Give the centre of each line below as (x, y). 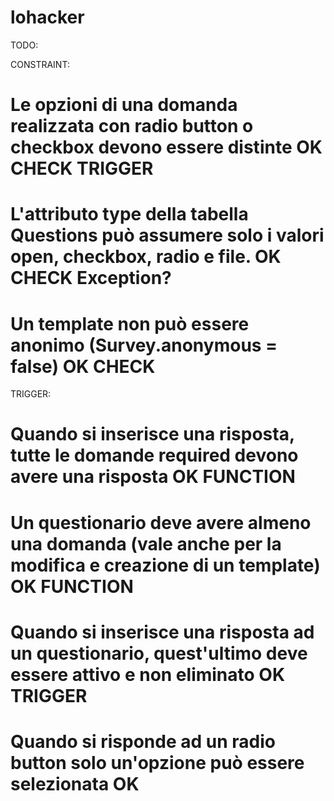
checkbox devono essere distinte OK (166, 147)
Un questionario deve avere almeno (161, 522)
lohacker (47, 17)
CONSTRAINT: (40, 64)
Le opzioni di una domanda (124, 105)
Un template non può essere (130, 323)
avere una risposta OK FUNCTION (153, 477)
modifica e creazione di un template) (165, 565)
